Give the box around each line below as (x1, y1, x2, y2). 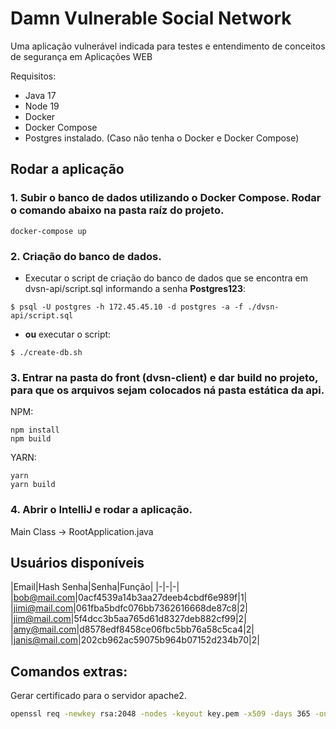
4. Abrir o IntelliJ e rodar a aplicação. (10, 503, 193, 517)
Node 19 (24, 100, 60, 112)
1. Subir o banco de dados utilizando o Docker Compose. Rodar (10, 191, 322, 205)
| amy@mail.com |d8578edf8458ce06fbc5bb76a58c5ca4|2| (10, 623, 255, 636)
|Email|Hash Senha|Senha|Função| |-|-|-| (10, 581, 180, 593)
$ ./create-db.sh (10, 347, 83, 357)
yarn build (10, 480, 56, 490)
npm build (10, 434, 52, 444)
